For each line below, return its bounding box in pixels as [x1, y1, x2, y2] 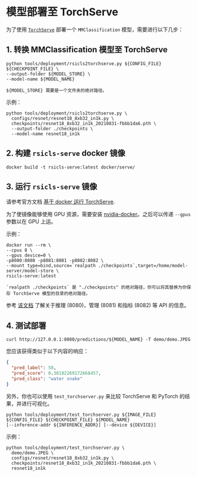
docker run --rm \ [6, 242, 51, 248]
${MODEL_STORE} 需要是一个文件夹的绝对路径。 [6, 88, 107, 93]
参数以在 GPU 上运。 [6, 218, 56, 225]
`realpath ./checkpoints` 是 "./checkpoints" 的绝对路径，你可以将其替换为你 [6, 284, 187, 291]
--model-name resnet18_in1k [11, 130, 81, 137]
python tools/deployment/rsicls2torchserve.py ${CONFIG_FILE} [6, 61, 162, 66]
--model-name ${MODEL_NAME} [6, 76, 75, 82]
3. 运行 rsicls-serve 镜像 [6, 182, 98, 192]
